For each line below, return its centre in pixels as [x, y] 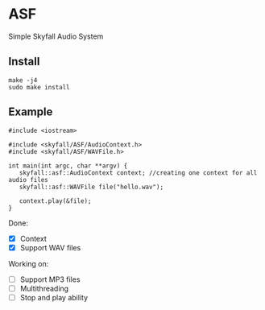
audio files [28, 180]
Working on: [29, 263]
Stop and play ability [54, 297]
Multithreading [44, 288]
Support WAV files [50, 247]
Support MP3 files [50, 279]
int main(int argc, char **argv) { [68, 166]
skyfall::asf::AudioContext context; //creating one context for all [138, 173]
